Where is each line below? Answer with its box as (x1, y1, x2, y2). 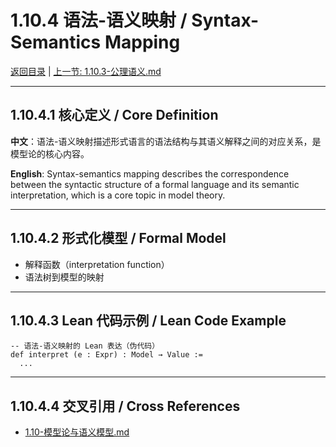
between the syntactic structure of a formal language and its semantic (10, 178, 300, 190)
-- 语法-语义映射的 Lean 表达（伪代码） (10, 341, 160, 351)
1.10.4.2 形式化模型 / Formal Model (10, 230, 227, 247)
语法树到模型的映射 (24, 271, 105, 283)
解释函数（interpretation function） (24, 258, 170, 270)
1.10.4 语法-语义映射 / (10, 9, 188, 32)
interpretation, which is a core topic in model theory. (10, 189, 226, 201)
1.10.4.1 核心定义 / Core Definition (10, 107, 219, 124)
